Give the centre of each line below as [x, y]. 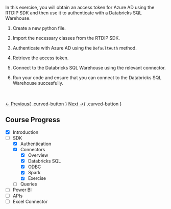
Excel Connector [30, 201]
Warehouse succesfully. [38, 83]
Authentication [36, 144]
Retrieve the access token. [41, 58]
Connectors [33, 149]
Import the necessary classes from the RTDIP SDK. [66, 38]
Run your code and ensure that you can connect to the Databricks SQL [87, 78]
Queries [29, 184]
